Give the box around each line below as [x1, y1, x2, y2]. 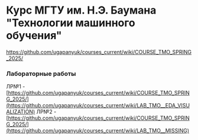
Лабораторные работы [6, 69, 76, 78]
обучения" [6, 29, 62, 42]
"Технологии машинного [6, 16, 135, 30]
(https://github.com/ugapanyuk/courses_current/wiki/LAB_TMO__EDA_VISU [6, 102, 190, 109]
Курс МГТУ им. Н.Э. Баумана [6, 4, 157, 17]
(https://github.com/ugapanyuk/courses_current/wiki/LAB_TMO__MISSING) [6, 127, 190, 134]
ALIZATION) [6, 108, 35, 116]
